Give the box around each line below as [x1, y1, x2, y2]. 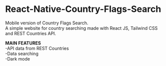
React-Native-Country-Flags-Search [5, 3, 161, 15]
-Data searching [5, 51, 38, 57]
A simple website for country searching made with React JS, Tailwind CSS [5, 25, 158, 31]
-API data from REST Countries [5, 45, 69, 51]
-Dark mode [5, 56, 30, 62]
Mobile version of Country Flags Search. [5, 20, 88, 26]
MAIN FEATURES [5, 40, 41, 46]
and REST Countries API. [5, 30, 56, 36]
